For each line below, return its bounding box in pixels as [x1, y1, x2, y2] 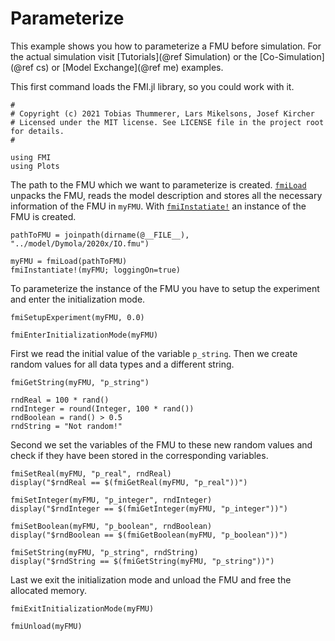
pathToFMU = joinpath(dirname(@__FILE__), [10, 230, 190, 240]
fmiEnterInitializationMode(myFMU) [10, 330, 159, 340]
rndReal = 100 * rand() [10, 395, 110, 405]
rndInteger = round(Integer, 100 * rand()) [10, 403, 195, 414]
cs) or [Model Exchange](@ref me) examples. [35, 61, 224, 73]
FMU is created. [10, 210, 77, 222]
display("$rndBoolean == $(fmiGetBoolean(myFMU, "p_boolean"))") [10, 530, 288, 540]
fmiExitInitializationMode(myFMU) [10, 603, 155, 614]
